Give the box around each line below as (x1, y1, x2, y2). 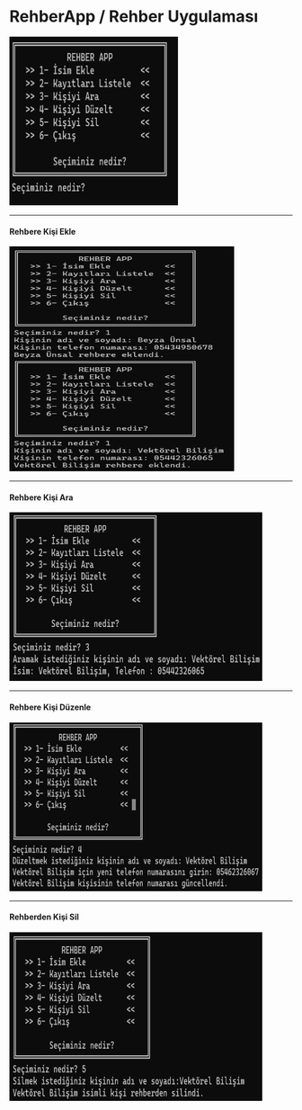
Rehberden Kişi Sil (9, 911, 79, 923)
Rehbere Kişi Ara (9, 492, 74, 503)
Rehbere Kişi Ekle (9, 226, 76, 237)
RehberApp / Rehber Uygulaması (9, 6, 259, 27)
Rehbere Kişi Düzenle (9, 702, 92, 712)
